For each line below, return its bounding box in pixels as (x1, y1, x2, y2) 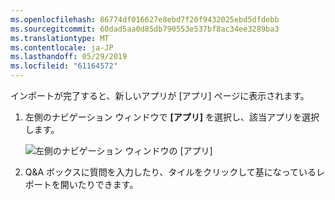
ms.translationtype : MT (10, 33, 110, 43)
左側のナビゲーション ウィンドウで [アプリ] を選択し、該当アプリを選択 (24, 111, 320, 123)
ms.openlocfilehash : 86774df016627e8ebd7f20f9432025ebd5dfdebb (10, 14, 280, 25)
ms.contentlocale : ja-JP (10, 42, 114, 53)
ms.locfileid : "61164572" (10, 61, 118, 71)
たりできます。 (77, 179, 139, 190)
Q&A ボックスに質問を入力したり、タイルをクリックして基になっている (24, 166, 317, 178)
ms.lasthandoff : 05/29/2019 (10, 52, 128, 62)
